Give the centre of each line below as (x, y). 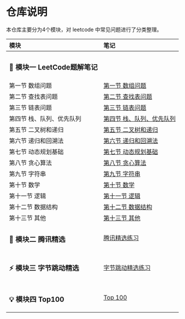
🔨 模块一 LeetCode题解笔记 (53, 68)
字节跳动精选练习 (127, 268)
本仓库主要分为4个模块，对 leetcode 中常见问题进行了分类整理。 (84, 29)
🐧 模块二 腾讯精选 (37, 240)
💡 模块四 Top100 (37, 299)
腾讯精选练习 (121, 238)
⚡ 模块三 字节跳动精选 (44, 268)
